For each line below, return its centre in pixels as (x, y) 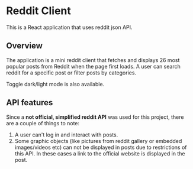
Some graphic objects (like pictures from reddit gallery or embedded (98, 141)
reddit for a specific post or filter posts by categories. (71, 73)
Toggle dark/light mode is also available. (55, 84)
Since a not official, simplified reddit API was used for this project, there (95, 117)
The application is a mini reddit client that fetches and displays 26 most (93, 60)
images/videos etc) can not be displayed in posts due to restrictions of (101, 147)
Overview (25, 46)
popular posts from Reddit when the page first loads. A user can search (93, 66)
